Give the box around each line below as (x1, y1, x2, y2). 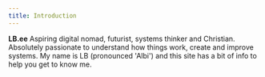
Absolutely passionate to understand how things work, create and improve (8, 42, 254, 52)
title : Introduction (8, 11, 78, 20)
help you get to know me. (8, 59, 92, 69)
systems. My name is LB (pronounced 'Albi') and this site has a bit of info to (8, 51, 258, 60)
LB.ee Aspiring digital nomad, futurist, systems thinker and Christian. (8, 34, 235, 43)
